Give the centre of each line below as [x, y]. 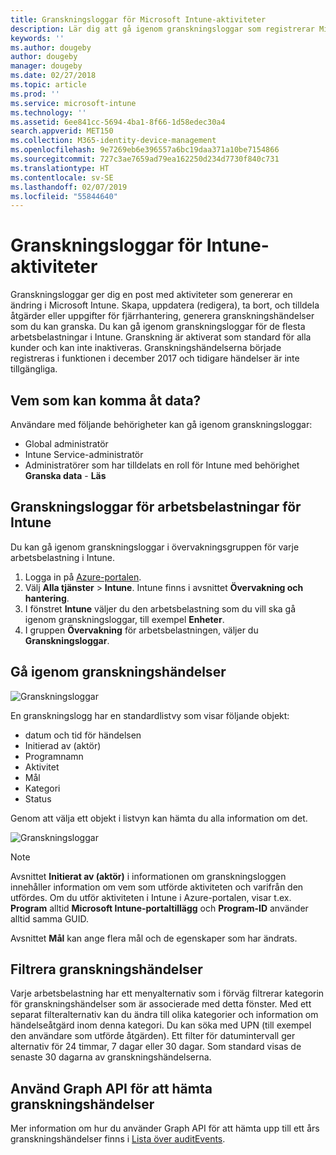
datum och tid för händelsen [83, 735]
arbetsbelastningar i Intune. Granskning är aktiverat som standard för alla [161, 337]
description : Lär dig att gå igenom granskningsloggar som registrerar [162, 29]
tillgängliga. [34, 369]
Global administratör [66, 444]
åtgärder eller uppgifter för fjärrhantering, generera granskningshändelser [162, 316]
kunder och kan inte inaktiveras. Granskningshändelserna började [146, 348]
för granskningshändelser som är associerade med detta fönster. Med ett [161, 1004]
